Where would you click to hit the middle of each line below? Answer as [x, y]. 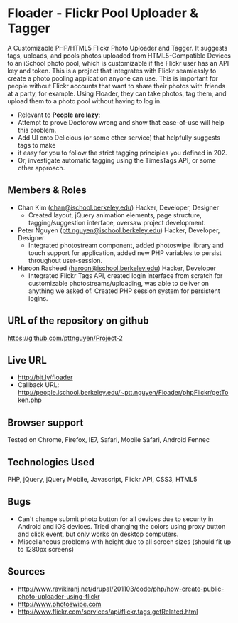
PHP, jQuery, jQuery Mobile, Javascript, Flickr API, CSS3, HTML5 [102, 479]
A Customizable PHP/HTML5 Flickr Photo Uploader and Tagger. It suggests [118, 48]
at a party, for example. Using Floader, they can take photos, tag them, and [117, 93]
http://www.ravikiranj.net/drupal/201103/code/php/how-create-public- [121, 589]
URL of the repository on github [78, 321]
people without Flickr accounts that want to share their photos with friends [117, 86]
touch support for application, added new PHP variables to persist [125, 253]
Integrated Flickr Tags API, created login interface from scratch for [125, 275]
